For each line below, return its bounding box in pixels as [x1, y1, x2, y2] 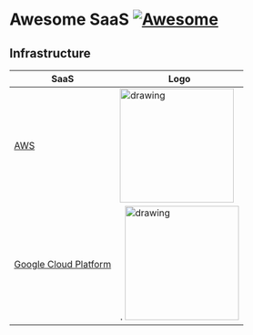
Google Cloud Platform [14, 258, 112, 270]
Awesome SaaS [9, 9, 129, 30]
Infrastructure [9, 46, 91, 61]
